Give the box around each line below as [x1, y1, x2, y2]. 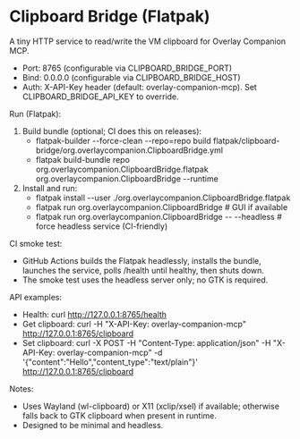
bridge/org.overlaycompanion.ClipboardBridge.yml [35, 145, 224, 156]
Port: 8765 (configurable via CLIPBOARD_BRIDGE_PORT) [21, 63, 233, 73]
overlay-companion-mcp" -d [56, 347, 163, 358]
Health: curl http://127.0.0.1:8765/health [21, 308, 167, 319]
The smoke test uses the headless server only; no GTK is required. [21, 274, 269, 285]
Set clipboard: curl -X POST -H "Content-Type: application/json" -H [21, 337, 271, 348]
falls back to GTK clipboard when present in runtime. [21, 409, 218, 421]
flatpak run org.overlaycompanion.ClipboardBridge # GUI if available [35, 201, 288, 212]
